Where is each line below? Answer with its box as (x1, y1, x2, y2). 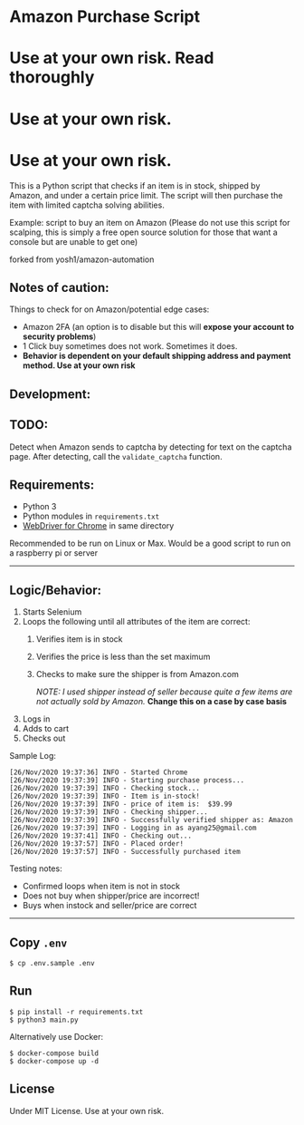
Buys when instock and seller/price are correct (22, 900, 197, 911)
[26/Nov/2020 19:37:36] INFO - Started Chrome (9, 768, 188, 777)
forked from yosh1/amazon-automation (9, 254, 155, 265)
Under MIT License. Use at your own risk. (9, 1105, 165, 1116)
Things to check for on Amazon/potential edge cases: (9, 304, 210, 315)
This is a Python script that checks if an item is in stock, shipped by (9, 179, 261, 191)
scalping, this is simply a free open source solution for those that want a (9, 227, 278, 238)
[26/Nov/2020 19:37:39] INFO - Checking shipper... (9, 808, 208, 817)
